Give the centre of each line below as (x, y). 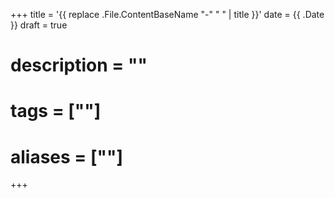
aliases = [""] (67, 156)
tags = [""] (56, 111)
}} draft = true (39, 25)
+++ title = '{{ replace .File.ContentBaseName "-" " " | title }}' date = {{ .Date (167, 14)
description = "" (79, 65)
